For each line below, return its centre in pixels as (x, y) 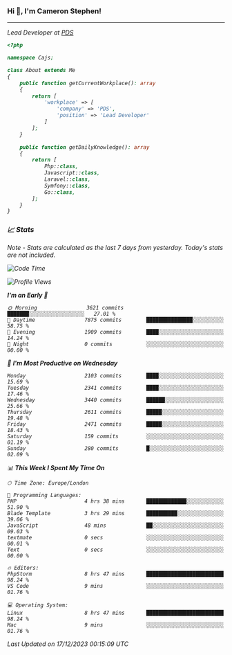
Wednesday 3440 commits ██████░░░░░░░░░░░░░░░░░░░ (116, 400)
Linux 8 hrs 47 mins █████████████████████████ (116, 613)
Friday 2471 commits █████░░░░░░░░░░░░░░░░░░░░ (116, 424)
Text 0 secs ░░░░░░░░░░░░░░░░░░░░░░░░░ (116, 550)
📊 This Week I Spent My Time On (56, 467)
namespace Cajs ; (30, 58)
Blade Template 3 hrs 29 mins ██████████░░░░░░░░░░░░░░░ (116, 513)
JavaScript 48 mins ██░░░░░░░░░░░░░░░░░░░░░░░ (116, 526)
